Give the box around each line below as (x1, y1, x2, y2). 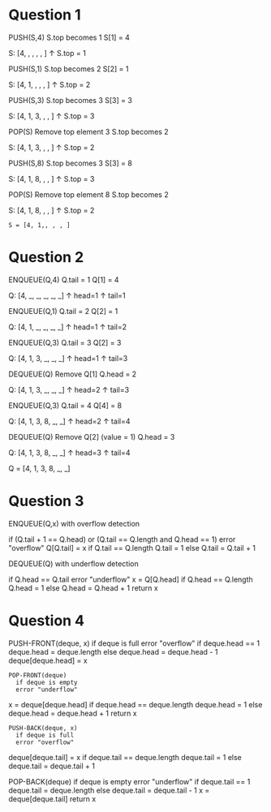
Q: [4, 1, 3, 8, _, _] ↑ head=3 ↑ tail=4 (8, 448, 131, 458)
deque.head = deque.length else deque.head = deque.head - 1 (8, 647, 218, 656)
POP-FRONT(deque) (8, 671, 67, 679)
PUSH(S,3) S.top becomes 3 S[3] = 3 (8, 95, 132, 105)
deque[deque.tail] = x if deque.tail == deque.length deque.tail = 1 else (8, 752, 242, 762)
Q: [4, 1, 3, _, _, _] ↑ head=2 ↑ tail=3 (8, 385, 130, 394)
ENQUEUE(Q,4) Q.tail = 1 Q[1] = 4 (8, 274, 119, 285)
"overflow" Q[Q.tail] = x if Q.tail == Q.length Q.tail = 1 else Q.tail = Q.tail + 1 (8, 543, 256, 552)
